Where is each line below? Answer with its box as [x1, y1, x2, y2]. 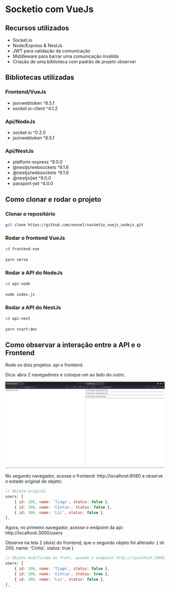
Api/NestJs [5, 147, 34, 154]
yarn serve [5, 257, 28, 262]
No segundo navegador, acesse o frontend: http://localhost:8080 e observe [5, 473, 163, 479]
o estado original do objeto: [5, 478, 63, 484]
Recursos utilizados [5, 24, 69, 32]
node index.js [5, 292, 35, 297]
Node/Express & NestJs [12, 43, 63, 49]
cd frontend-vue [5, 246, 39, 251]
